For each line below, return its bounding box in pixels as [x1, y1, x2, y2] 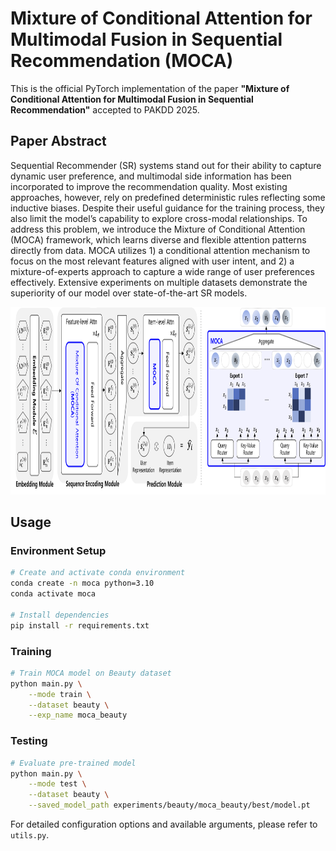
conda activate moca [10, 589, 97, 599]
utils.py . [10, 829, 50, 841]
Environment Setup [10, 544, 107, 558]
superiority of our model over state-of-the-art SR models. [10, 287, 248, 299]
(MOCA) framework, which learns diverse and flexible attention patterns [10, 233, 307, 246]
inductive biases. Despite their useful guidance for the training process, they [10, 202, 325, 214]
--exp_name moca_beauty [28, 710, 128, 721]
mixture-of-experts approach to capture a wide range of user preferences [10, 265, 315, 277]
